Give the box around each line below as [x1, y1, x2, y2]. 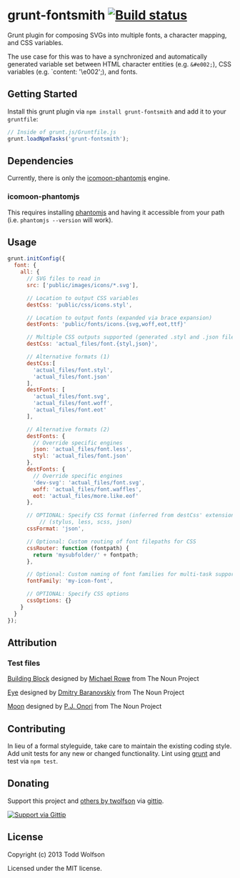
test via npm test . [7, 757, 59, 766]
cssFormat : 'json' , [26, 525, 84, 532]
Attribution [7, 637, 57, 649]
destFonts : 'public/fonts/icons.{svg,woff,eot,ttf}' [26, 321, 187, 328]
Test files [7, 658, 41, 668]
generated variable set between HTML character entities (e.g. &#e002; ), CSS [7, 59, 232, 68]
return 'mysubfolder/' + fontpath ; [33, 551, 139, 559]
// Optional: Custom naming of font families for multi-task [26, 571, 213, 578]
